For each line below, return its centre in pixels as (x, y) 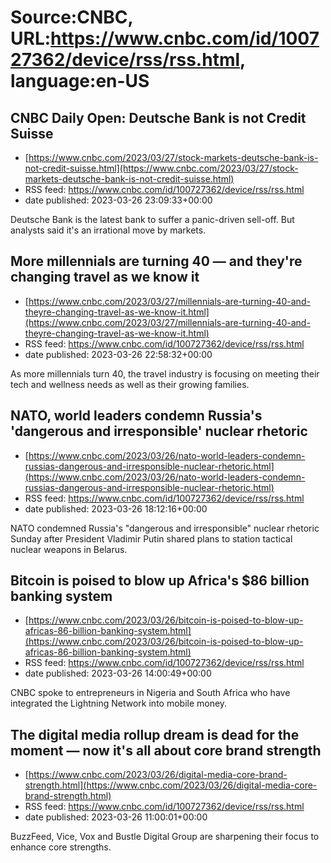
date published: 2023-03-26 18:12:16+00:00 (116, 508)
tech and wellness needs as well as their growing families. (130, 384)
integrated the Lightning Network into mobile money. (119, 703)
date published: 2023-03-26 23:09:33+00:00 (118, 200)
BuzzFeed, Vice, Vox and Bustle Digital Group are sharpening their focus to (165, 837)
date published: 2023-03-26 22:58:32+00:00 (118, 354)
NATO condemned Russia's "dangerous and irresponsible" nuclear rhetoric (165, 528)
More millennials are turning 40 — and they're (156, 261)
